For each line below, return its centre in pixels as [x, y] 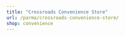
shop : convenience [30, 23]
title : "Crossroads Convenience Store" [57, 12]
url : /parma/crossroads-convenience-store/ [63, 18]
